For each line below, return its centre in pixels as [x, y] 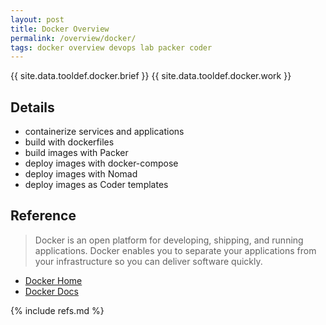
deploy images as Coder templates [96, 185]
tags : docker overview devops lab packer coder [111, 47]
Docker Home [53, 280]
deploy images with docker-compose [101, 163]
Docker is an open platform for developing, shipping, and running [169, 240]
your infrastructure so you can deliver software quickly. [148, 261]
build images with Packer [76, 153]
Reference [43, 216]
